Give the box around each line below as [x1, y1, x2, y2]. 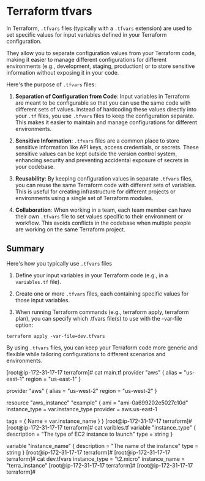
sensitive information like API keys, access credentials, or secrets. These [15, 143, 199, 151]
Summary [6, 244, 45, 254]
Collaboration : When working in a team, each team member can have [15, 206, 192, 214]
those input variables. [15, 296, 70, 304]
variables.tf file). [15, 278, 61, 285]
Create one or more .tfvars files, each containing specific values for [15, 289, 189, 297]
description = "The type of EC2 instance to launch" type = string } [6, 430, 173, 438]
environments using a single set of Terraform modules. [15, 194, 154, 201]
